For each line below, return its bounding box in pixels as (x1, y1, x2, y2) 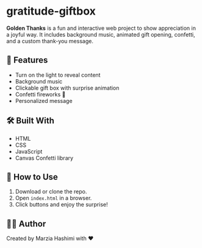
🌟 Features (6, 55, 48, 65)
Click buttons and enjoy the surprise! (15, 201, 108, 208)
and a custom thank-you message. (6, 37, 93, 44)
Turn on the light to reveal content (15, 71, 101, 79)
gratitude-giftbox (6, 4, 96, 18)
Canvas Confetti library (15, 154, 74, 161)
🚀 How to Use (6, 172, 58, 182)
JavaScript (15, 147, 43, 155)
